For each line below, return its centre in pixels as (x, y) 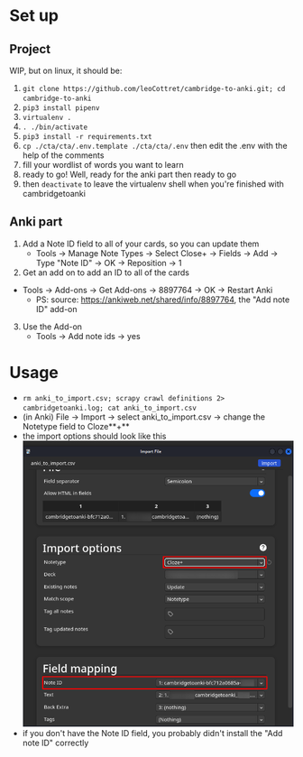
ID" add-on (57, 309)
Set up (34, 16)
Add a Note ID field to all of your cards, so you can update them (141, 244)
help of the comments (63, 155)
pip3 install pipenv (61, 108)
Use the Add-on (52, 327)
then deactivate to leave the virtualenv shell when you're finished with (153, 184)
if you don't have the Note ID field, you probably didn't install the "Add (152, 733)
